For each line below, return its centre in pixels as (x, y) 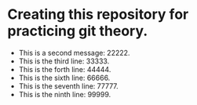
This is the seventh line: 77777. (68, 86)
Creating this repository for (98, 14)
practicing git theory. (78, 31)
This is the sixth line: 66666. (64, 78)
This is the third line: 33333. (64, 61)
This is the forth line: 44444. (65, 69)
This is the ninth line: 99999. (65, 94)
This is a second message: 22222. (74, 52)
